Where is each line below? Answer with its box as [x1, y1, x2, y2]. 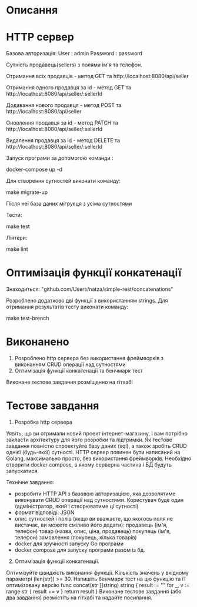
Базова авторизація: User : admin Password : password [6, 50, 143, 57]
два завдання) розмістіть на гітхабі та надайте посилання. [6, 594, 153, 601]
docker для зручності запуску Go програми [14, 540, 124, 547]
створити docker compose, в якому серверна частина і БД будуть [6, 461, 172, 468]
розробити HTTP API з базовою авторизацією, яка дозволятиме [14, 490, 176, 497]
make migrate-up [6, 189, 48, 196]
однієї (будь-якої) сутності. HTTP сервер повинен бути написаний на [6, 448, 181, 455]
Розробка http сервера [14, 418, 72, 425]
